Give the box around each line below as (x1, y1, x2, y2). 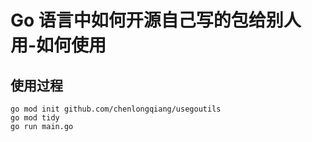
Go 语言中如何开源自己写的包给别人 (10, 9, 302, 32)
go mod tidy (10, 113, 60, 123)
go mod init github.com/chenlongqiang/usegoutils (10, 104, 222, 114)
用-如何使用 (10, 34, 107, 57)
